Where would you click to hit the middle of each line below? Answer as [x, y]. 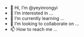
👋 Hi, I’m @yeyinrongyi [34, 8]
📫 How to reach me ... [34, 29]
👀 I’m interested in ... [32, 13]
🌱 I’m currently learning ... [37, 18]
